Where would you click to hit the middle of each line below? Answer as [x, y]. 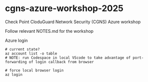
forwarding [16, 62]
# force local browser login [34, 70]
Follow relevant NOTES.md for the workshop [49, 31]
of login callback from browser [61, 62]
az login [14, 75]
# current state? [22, 49]
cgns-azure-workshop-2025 [64, 8]
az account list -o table [31, 54]
